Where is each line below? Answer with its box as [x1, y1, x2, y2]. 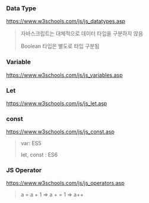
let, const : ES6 [20, 151, 58, 158]
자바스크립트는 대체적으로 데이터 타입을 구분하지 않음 [20, 30, 144, 37]
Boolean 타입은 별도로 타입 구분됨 [20, 43, 100, 50]
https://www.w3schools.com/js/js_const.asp [6, 128, 115, 135]
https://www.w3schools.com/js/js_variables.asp [6, 71, 123, 79]
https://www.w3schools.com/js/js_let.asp [6, 99, 107, 107]
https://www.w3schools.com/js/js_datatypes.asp [6, 18, 126, 25]
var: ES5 [20, 140, 42, 147]
